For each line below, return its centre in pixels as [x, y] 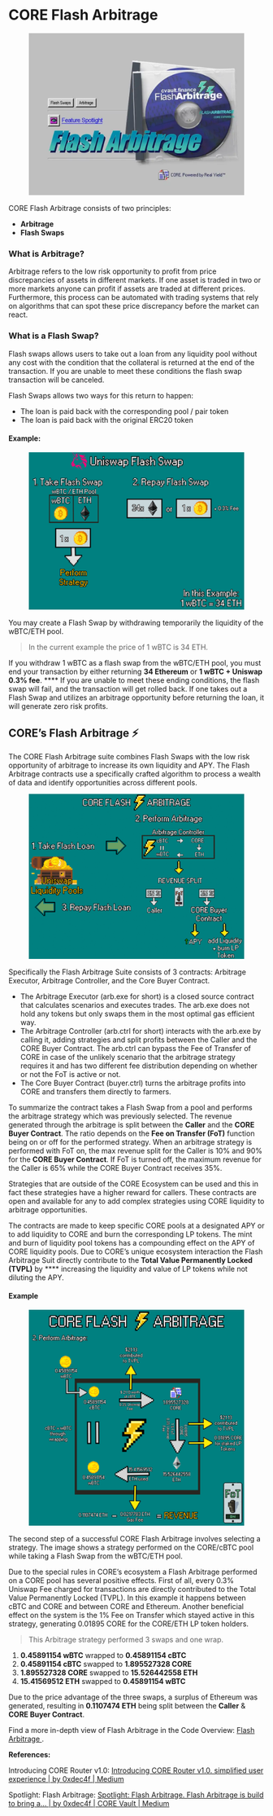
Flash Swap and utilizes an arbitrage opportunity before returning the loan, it [136, 697]
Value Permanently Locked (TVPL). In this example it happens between [127, 1598]
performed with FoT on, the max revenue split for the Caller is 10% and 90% [135, 1150]
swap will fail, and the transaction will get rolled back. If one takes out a [128, 689]
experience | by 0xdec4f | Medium [66, 1779]
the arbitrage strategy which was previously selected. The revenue [120, 1116]
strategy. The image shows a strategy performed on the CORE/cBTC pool [131, 1547]
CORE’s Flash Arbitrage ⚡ [74, 733]
